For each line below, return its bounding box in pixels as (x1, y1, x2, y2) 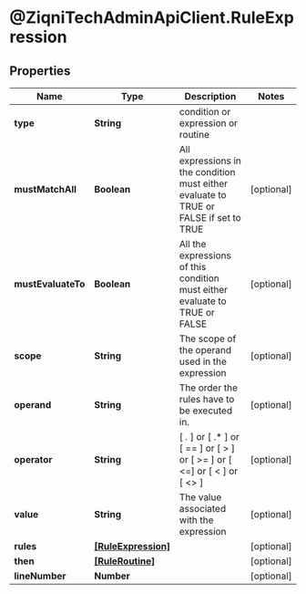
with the (178, 514, 214, 526)
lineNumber (14, 569, 66, 582)
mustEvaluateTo (14, 277, 86, 290)
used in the (178, 355, 228, 368)
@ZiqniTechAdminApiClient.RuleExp (9, 7, 294, 28)
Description (184, 90, 237, 102)
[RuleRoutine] (94, 555, 156, 568)
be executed (178, 404, 233, 417)
